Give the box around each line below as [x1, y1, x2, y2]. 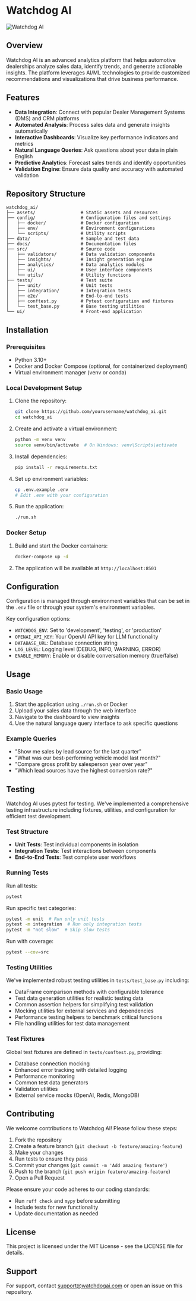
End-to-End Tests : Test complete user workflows [14, 853, 137, 861]
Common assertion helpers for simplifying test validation [14, 1001, 153, 1008]
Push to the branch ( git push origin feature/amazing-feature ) [14, 1168, 170, 1175]
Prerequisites [6, 343, 46, 351]
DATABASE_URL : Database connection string [14, 639, 118, 646]
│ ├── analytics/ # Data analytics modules [6, 262, 145, 268]
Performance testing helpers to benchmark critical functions [14, 1014, 163, 1021]
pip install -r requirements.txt [14, 464, 98, 470]
